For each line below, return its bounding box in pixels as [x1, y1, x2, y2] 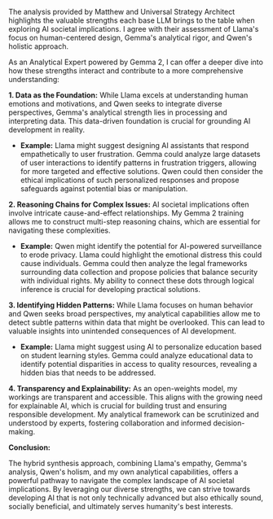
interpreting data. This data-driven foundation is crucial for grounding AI [8, 116, 251, 125]
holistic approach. [8, 41, 69, 51]
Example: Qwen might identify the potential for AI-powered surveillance [20, 242, 262, 251]
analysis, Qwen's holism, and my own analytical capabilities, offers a [8, 467, 239, 477]
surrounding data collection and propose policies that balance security [20, 268, 258, 277]
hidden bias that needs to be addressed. [20, 368, 156, 377]
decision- [213, 418, 245, 428]
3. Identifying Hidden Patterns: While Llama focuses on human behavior [8, 300, 253, 310]
